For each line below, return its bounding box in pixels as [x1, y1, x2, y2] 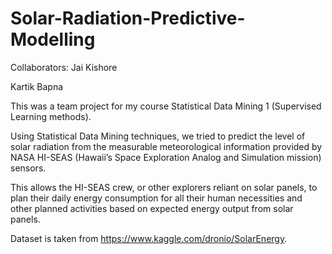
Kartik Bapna [10, 80, 64, 92]
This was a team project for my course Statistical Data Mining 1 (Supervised [10, 100, 322, 112]
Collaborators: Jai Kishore [10, 61, 118, 73]
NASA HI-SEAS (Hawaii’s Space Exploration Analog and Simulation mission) [10, 151, 322, 163]
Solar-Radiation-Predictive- [10, 7, 246, 30]
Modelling [10, 28, 96, 51]
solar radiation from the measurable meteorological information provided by [10, 140, 323, 152]
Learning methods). [10, 110, 92, 122]
